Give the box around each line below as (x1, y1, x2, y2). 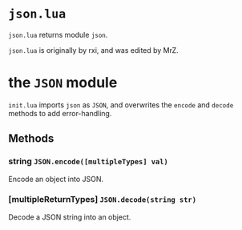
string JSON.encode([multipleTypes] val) (8, 155, 168, 167)
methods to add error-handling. (8, 108, 112, 118)
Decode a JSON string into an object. (8, 212, 131, 222)
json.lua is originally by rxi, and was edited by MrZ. (8, 45, 179, 54)
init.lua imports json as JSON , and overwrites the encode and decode (8, 99, 234, 110)
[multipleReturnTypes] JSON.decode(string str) (8, 194, 197, 205)
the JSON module (8, 74, 118, 92)
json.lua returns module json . (8, 30, 108, 39)
